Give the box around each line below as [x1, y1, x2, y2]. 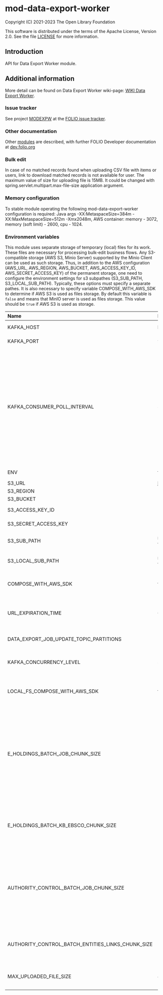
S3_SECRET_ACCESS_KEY [7, 520, 68, 527]
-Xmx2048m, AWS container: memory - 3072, [65, 216, 158, 222]
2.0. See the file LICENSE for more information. [5, 33, 99, 39]
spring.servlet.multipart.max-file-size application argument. [5, 182, 124, 188]
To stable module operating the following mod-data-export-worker [5, 206, 138, 212]
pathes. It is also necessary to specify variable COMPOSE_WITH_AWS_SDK [5, 286, 156, 292]
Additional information [5, 75, 75, 83]
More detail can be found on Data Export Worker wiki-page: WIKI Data [5, 87, 146, 93]
